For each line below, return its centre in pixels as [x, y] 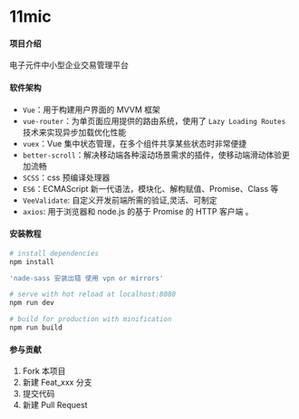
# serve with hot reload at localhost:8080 [93, 295]
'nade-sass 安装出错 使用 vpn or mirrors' [87, 278]
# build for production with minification [91, 319]
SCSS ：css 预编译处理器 [66, 177]
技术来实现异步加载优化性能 [74, 132]
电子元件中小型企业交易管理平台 [69, 65]
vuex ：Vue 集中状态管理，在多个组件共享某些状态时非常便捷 [135, 143]
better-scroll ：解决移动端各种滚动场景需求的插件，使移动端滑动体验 [152, 155]
